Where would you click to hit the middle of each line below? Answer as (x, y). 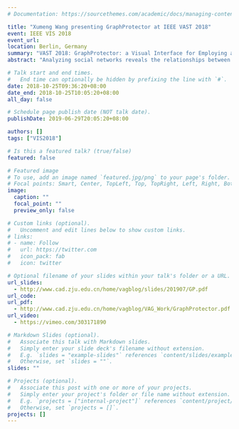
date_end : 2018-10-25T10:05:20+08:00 (63, 93)
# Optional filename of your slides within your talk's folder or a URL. (119, 276)
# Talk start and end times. (51, 73)
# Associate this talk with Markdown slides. (79, 342)
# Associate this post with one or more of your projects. (100, 388)
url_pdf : (20, 303)
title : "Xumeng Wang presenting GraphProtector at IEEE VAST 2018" (110, 27)
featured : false (31, 157)
